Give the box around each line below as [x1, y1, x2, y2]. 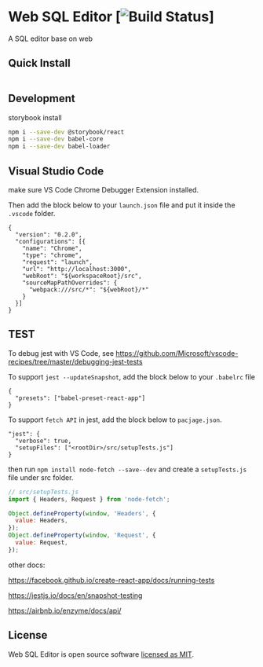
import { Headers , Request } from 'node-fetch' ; [8, 495, 170, 503]
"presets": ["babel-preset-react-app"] [15, 394, 146, 402]
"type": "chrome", [22, 251, 82, 259]
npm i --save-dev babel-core [8, 135, 104, 143]
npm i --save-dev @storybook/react [8, 128, 125, 136]
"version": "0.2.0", [15, 231, 82, 239]
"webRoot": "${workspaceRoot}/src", [22, 272, 143, 280]
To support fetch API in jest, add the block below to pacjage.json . [8, 415, 222, 424]
